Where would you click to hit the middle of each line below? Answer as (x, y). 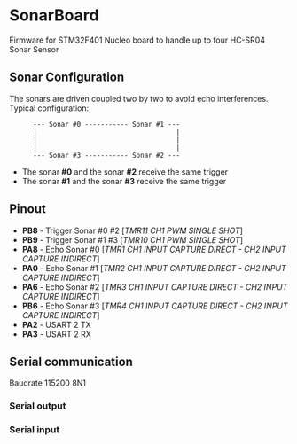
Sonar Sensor (34, 49)
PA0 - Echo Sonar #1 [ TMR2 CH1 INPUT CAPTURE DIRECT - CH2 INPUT (154, 268)
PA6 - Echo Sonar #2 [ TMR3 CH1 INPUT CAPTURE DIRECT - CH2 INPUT (155, 287)
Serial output (38, 406)
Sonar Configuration (67, 78)
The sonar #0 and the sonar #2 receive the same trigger (125, 171)
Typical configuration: (49, 108)
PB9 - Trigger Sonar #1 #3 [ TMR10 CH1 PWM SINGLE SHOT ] (133, 239)
